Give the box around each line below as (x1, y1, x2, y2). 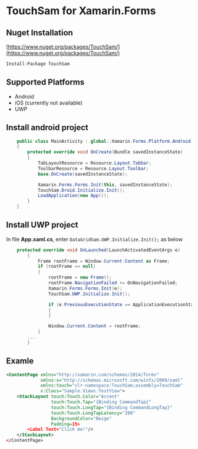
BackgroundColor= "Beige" (51, 415, 112, 421)
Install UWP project (6, 220, 78, 230)
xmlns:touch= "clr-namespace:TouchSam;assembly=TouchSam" (40, 382, 183, 389)
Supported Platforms (6, 77, 85, 87)
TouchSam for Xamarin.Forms (6, 4, 156, 18)
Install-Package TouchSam (6, 61, 70, 67)
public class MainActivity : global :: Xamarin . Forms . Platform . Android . (16, 138, 194, 144)
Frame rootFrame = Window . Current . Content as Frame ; (37, 258, 170, 264)
